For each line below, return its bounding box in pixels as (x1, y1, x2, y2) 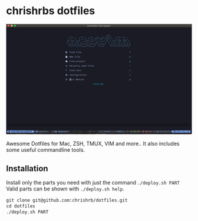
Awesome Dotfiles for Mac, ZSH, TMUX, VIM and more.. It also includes (6, 140, 180, 148)
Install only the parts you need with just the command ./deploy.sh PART (6, 179, 180, 186)
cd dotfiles (6, 203, 35, 209)
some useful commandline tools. (6, 146, 85, 153)
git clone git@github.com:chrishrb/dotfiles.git (6, 197, 128, 203)
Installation (6, 163, 48, 173)
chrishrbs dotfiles (6, 4, 95, 18)
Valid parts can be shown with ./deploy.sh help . (6, 185, 125, 192)
